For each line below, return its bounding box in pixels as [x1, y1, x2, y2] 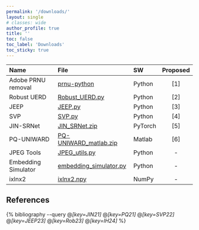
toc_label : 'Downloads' [6, 42, 65, 48]
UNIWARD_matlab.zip [57, 138, 118, 147]
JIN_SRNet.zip [57, 122, 98, 130]
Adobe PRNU [9, 76, 46, 84]
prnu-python [57, 79, 95, 88]
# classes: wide [6, 20, 46, 25]
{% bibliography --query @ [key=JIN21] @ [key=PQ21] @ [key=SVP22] [6, 210, 175, 218]
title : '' [6, 31, 31, 37]
